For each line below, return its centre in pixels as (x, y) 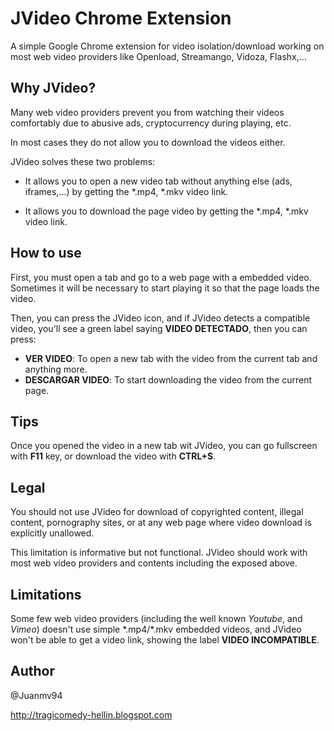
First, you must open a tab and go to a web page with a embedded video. (161, 277)
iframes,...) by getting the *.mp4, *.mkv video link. (126, 191)
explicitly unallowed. (52, 533)
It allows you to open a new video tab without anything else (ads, (158, 181)
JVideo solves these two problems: (83, 161)
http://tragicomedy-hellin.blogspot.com (91, 714)
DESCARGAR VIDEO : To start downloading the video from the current (168, 379)
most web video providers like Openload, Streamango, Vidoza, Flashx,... (158, 56)
